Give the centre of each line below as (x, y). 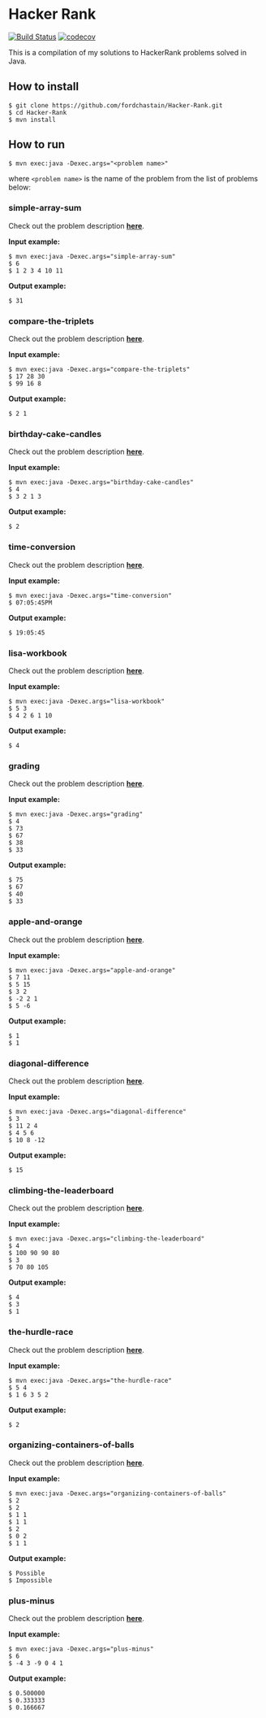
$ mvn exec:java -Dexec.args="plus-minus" (81, 1649)
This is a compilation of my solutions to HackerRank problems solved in (128, 52)
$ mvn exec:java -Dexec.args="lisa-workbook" (86, 702)
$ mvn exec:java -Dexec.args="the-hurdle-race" (90, 1380)
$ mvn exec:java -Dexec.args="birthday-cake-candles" (101, 482)
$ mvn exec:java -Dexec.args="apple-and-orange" (92, 970)
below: (19, 187)
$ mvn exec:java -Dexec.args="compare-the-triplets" (99, 370)
